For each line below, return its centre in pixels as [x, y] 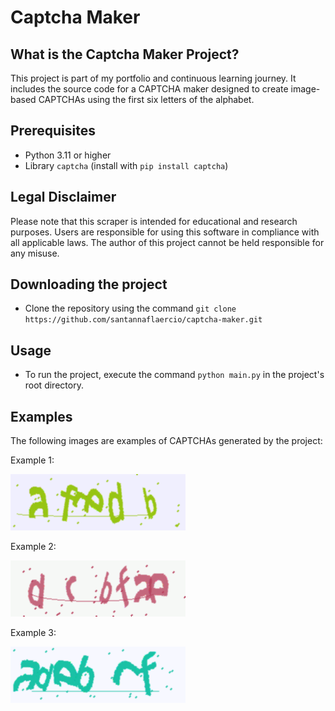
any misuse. [35, 253]
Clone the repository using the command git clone [130, 308]
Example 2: [33, 547]
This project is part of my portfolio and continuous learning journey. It [153, 78]
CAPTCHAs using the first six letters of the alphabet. [146, 99]
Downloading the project [89, 284]
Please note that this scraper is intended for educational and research [154, 221]
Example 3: [33, 633]
